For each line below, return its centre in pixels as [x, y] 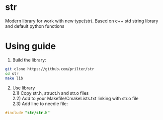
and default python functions [35, 26]
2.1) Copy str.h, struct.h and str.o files [50, 93]
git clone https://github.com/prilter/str [50, 69]
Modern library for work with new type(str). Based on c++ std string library [82, 21]
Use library [24, 88]
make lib [14, 78]
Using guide [31, 46]
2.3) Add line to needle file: [40, 104]
